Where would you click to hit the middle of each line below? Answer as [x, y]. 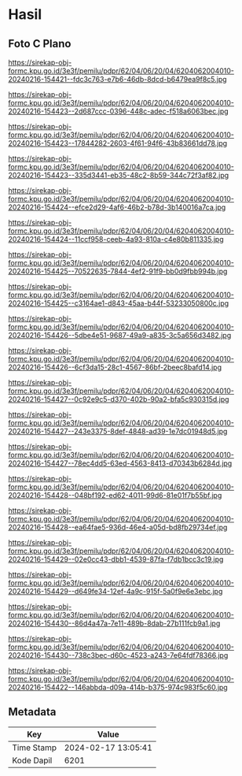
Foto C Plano [40, 44]
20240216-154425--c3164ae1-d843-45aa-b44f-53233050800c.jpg [119, 303]
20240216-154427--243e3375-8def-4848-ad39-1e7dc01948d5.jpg [118, 431]
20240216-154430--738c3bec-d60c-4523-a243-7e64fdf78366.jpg [118, 655]
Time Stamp [35, 748]
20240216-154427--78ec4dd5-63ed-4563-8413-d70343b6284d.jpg [120, 463]
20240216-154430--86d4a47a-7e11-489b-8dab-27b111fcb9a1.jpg [114, 623]
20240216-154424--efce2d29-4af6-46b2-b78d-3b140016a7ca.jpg [117, 207]
